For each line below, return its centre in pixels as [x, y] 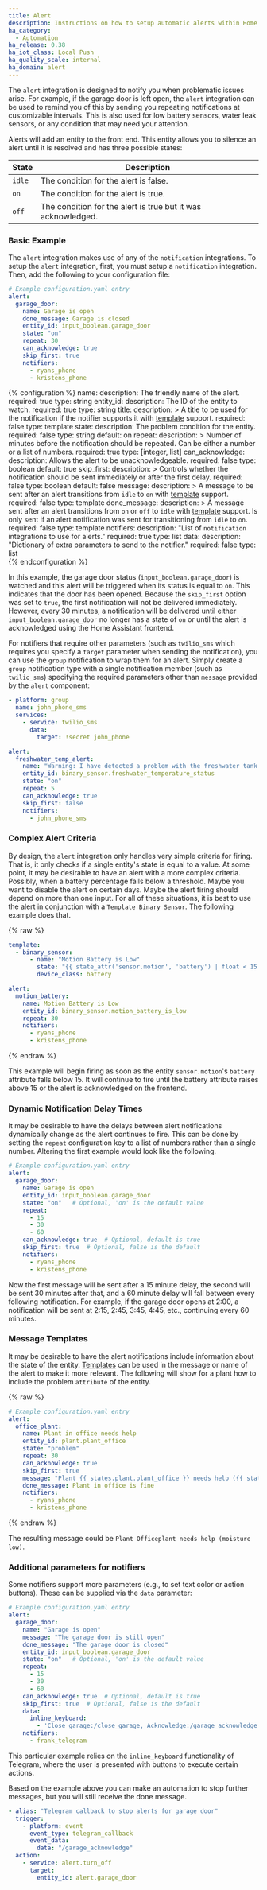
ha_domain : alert [37, 68]
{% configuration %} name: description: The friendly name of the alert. [124, 393]
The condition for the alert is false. [104, 180]
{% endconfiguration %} [48, 562]
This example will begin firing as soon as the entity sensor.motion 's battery [132, 1071]
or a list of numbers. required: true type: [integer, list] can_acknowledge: [126, 452]
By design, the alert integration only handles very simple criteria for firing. [130, 856]
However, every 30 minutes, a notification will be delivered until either [122, 611]
